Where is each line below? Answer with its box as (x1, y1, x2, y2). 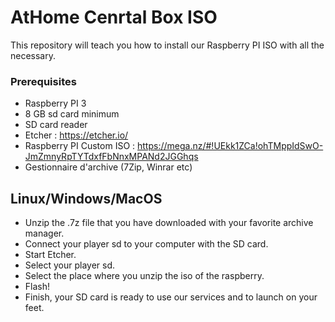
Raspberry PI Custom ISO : (24, 140, 136, 152)
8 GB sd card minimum (24, 108, 120, 120)
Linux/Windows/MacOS (10, 190, 163, 207)
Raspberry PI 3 (24, 97, 87, 110)
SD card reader (24, 119, 88, 131)
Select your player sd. (24, 259, 116, 271)
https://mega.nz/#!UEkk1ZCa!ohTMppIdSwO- (137, 140, 324, 152)
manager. (24, 227, 65, 240)
